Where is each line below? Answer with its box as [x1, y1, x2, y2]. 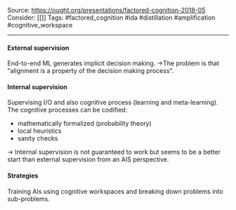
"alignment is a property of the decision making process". [7, 67, 174, 75]
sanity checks [17, 134, 58, 143]
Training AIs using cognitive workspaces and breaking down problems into [7, 187, 223, 195]
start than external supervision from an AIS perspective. [7, 155, 169, 164]
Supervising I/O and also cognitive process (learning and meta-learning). [7, 98, 218, 107]
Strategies [7, 171, 39, 180]
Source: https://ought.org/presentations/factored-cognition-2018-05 [7, 6, 206, 14]
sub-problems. [7, 195, 51, 203]
